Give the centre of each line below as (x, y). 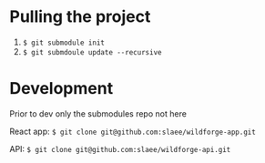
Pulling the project (80, 17)
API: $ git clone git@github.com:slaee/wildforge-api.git (120, 148)
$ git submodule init (63, 43)
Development (61, 89)
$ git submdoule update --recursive (92, 52)
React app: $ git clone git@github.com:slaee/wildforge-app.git (133, 131)
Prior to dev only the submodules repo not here (98, 113)
